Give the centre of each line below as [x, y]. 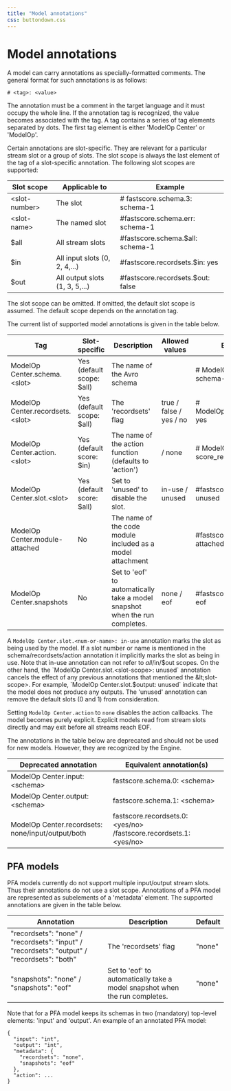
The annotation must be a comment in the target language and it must [106, 106]
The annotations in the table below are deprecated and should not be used [113, 741]
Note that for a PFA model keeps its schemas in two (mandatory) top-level [112, 1013]
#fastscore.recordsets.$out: [165, 278]
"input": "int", [36, 1039]
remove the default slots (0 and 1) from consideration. [83, 699]
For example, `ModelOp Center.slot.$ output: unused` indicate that [125, 685]
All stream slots [81, 243]
